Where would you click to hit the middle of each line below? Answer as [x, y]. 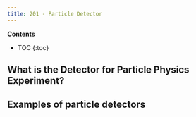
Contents [21, 34]
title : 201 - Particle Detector [55, 14]
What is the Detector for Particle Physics [98, 70]
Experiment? [36, 81]
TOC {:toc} [33, 47]
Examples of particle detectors [76, 105]
